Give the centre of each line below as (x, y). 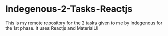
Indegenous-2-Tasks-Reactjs (69, 9)
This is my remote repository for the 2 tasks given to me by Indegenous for (84, 23)
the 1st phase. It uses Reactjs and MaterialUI (52, 28)
